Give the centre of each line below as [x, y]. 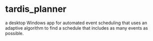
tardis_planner [36, 9]
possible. [14, 33]
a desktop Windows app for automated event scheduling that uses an [76, 23]
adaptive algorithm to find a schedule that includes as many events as [76, 28]
